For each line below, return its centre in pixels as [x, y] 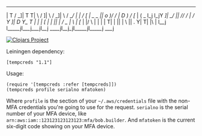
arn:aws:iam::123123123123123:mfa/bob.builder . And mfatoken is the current [101, 120]
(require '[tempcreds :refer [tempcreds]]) [62, 84]
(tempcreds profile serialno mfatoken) [56, 90]
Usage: [15, 73]
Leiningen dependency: [35, 51]
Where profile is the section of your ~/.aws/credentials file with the [92, 101]
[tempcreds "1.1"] [29, 62]
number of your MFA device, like [47, 114]
